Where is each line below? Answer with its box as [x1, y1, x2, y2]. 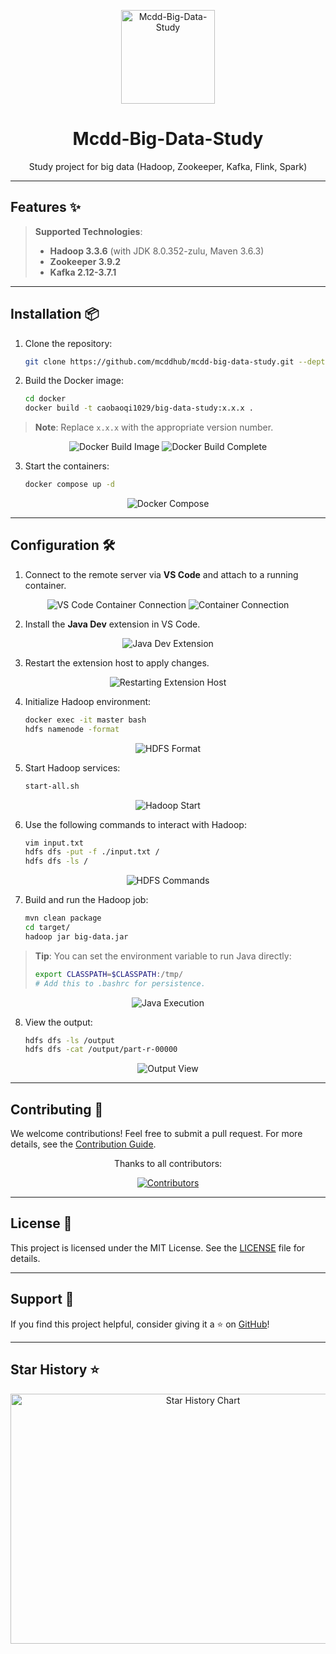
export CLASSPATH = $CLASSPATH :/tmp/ [34, 969, 184, 979]
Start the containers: [24, 460, 110, 472]
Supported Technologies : [34, 225, 143, 237]
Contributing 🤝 [10, 1101, 104, 1118]
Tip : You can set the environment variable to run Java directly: [34, 950, 292, 962]
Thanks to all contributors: [113, 1158, 223, 1170]
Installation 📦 [10, 306, 100, 323]
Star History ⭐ [10, 1361, 100, 1379]
